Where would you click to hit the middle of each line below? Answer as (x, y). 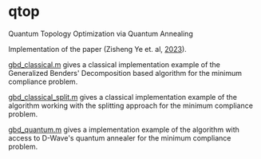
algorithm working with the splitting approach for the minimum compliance (131, 105)
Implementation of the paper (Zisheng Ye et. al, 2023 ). (98, 49)
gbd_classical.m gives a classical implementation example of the (115, 64)
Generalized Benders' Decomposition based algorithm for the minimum (125, 73)
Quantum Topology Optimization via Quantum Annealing (101, 34)
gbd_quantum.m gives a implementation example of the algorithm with (124, 129)
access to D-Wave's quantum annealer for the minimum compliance (120, 137)
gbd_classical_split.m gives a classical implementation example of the (123, 97)
